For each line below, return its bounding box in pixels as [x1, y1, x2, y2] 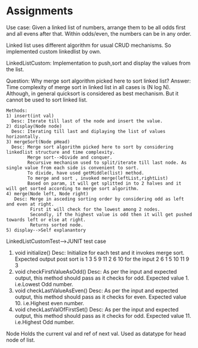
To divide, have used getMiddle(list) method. [27, 170, 145, 176]
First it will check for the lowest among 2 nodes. [30, 206, 161, 212]
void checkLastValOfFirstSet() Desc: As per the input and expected [14, 306, 179, 313]
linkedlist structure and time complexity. [6, 149, 116, 155]
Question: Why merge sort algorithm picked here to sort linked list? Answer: [6, 77, 191, 84]
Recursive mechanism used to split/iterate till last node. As [27, 159, 187, 166]
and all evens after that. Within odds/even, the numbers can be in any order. [6, 30, 191, 37]
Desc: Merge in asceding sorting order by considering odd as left [14, 196, 184, 202]
